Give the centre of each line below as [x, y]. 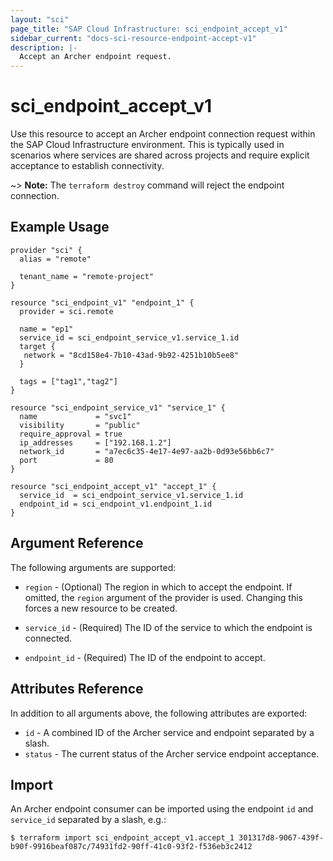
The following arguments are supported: [93, 567]
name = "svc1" [75, 416]
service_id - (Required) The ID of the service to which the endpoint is [168, 627]
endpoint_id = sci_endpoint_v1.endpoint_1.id [116, 504]
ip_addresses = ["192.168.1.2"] [95, 442]
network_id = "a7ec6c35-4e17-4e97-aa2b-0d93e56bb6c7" [147, 451]
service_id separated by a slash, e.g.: [88, 820]
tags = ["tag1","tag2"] [68, 381]
